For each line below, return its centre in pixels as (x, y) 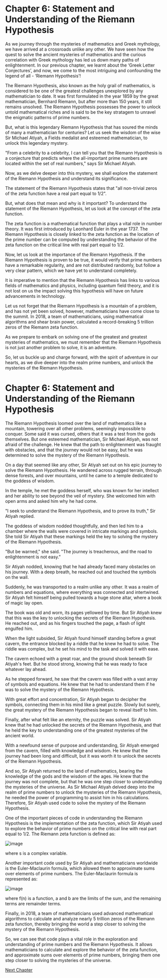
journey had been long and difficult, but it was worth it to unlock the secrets (83, 756)
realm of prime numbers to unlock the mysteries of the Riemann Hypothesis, (83, 792)
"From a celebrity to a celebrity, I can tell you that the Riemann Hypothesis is (84, 153)
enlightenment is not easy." (33, 557)
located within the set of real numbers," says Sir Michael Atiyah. (71, 163)
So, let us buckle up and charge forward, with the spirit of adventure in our (82, 357)
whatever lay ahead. (26, 669)
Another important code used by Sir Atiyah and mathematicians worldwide (82, 863)
